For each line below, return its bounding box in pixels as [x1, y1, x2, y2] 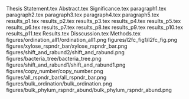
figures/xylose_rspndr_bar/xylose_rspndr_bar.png [6, 42, 128, 49]
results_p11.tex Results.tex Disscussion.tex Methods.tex [6, 30, 141, 37]
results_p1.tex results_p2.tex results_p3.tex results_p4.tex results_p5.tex [6, 18, 181, 24]
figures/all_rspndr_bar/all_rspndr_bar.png [6, 74, 107, 81]
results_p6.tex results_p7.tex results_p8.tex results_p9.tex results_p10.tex [6, 24, 183, 31]
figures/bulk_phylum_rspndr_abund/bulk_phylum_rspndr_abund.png [6, 87, 172, 93]
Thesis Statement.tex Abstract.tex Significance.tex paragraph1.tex [6, 5, 167, 12]
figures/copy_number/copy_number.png [6, 68, 103, 74]
